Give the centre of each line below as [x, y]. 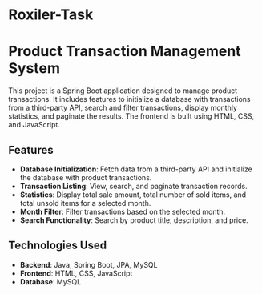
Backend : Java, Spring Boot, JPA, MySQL [89, 264]
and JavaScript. [34, 125]
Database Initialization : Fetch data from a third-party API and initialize [136, 169]
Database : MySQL [50, 281]
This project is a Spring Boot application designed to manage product [123, 91]
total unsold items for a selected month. [85, 203]
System [34, 68]
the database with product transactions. [86, 177]
